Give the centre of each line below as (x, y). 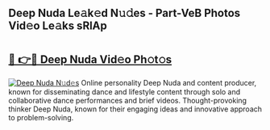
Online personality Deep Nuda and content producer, (169, 83)
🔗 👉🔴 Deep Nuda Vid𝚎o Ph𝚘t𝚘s (90, 59)
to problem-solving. (41, 117)
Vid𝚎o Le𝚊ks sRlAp (58, 26)
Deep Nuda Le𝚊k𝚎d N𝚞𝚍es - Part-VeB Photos (125, 13)
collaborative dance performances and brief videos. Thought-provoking (128, 101)
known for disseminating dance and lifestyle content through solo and (125, 92)
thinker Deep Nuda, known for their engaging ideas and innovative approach (135, 109)
